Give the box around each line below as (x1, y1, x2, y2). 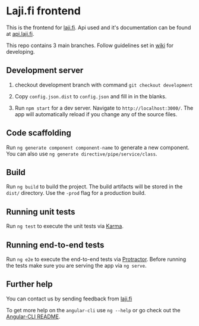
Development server (6, 66, 84, 76)
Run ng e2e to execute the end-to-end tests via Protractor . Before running (6, 256, 187, 263)
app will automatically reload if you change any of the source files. (14, 110, 178, 117)
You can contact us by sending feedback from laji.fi (6, 295, 132, 302)
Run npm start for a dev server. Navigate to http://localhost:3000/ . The (14, 104, 194, 111)
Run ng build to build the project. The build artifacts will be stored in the (6, 183, 183, 190)
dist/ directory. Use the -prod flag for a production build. (6, 190, 146, 197)
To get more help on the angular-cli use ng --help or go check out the (6, 306, 181, 313)
